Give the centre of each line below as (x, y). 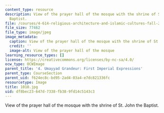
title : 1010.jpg (21, 87)
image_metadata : (21, 37)
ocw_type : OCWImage (25, 64)
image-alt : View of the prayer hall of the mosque (62, 50)
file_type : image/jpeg (28, 32)
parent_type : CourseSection (34, 73)
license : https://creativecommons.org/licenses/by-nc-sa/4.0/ (70, 60)
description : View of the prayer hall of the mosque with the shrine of (81, 14)
